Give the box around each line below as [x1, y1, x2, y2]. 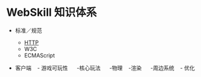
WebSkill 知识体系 [6, 5, 97, 19]
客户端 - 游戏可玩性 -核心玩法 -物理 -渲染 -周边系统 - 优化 [15, 64, 196, 72]
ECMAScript [24, 52, 55, 59]
